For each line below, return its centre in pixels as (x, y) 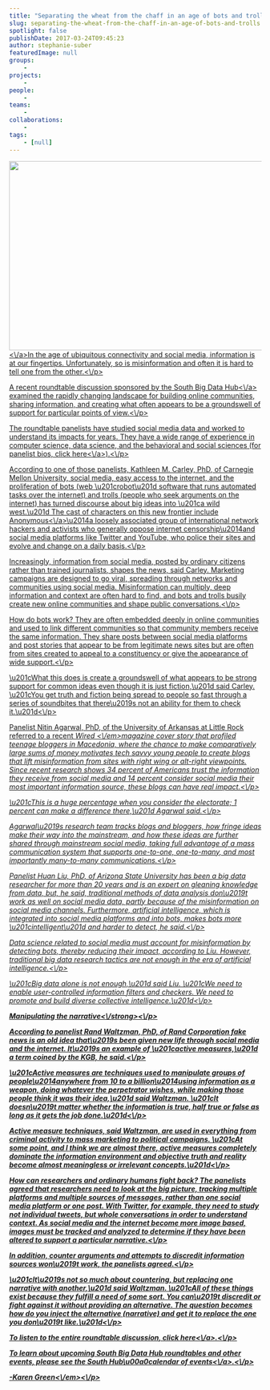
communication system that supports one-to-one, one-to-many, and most (132, 852)
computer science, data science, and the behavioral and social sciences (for (135, 445)
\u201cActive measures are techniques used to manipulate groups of (127, 1072)
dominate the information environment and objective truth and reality (128, 1156)
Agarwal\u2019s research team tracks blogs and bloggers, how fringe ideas (135, 826)
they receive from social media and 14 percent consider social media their (132, 778)
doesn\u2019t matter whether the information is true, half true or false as (134, 1106)
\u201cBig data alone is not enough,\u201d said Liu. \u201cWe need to (126, 983)
